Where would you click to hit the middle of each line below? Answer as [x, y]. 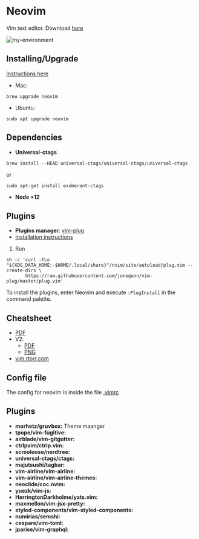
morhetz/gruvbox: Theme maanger [60, 426]
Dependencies [34, 138]
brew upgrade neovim [32, 96]
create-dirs [21, 271]
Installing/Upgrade [42, 59]
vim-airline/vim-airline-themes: [56, 478]
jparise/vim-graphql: [42, 529]
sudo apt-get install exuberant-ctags [55, 186]
